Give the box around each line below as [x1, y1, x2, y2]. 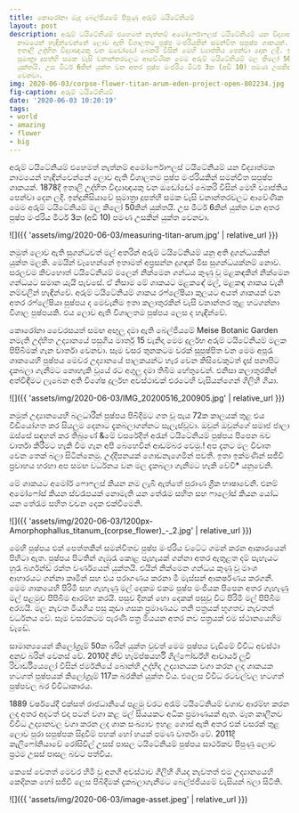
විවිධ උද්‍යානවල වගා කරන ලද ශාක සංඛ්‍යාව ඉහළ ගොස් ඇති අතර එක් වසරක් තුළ [9, 718, 280, 728]
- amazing [9, 121, 46, 130]
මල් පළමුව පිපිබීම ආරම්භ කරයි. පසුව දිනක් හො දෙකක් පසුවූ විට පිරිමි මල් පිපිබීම [9, 592, 281, 603]
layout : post [9, 21, 58, 30]
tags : [9, 104, 29, 113]
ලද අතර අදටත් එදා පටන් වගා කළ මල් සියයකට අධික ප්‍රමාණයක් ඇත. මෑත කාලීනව [9, 708, 283, 719]
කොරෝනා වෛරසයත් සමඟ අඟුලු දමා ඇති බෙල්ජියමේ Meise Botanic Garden [9, 324, 279, 335]
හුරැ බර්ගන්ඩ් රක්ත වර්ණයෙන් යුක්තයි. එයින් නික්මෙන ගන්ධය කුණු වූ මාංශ [9, 562, 258, 573]
